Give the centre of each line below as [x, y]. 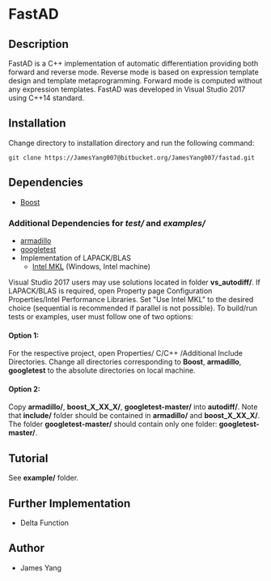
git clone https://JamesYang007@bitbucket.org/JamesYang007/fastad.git [131, 158]
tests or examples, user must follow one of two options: [101, 316]
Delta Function [44, 523]
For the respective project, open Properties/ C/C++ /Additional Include [125, 353]
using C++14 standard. [47, 98]
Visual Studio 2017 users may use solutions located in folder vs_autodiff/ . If [134, 282]
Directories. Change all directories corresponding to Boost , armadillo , [125, 362]
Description [38, 44]
